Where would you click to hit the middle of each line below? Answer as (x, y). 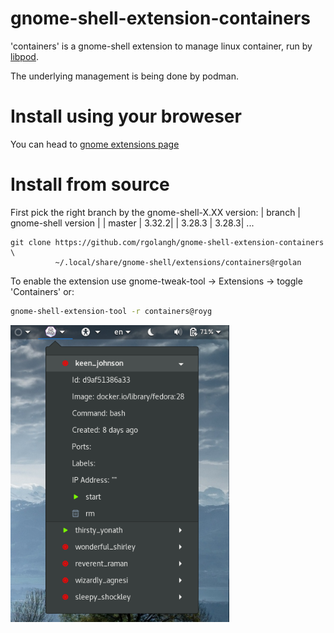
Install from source (90, 184)
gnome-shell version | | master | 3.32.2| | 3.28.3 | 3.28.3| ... (132, 223)
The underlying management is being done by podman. (124, 76)
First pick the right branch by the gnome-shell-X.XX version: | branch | (155, 212)
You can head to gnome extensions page (95, 144)
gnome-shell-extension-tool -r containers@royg (111, 311)
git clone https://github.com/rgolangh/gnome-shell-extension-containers (167, 242)
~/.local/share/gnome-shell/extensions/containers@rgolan (178, 262)
